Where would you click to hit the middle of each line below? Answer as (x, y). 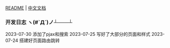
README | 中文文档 (26, 8)
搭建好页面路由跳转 (39, 40)
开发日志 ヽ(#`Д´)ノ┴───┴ (39, 22)
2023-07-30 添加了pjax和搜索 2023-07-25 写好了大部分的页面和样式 (78, 34)
